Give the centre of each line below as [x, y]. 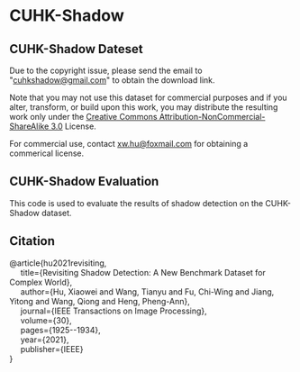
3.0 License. [73, 126]
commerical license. [47, 153]
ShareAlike [29, 126]
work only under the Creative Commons [83, 117]
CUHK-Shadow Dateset [76, 49]
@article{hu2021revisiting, [58, 263]
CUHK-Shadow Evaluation [84, 181]
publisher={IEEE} [52, 349]
